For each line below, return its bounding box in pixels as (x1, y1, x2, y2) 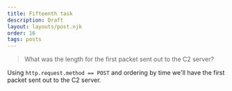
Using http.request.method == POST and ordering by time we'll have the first (7, 69, 225, 77)
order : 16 (7, 29, 36, 37)
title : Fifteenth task (7, 10, 73, 17)
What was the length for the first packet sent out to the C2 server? (24, 55, 214, 63)
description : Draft (7, 17, 64, 24)
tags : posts (7, 36, 42, 43)
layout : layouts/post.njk (7, 23, 82, 30)
